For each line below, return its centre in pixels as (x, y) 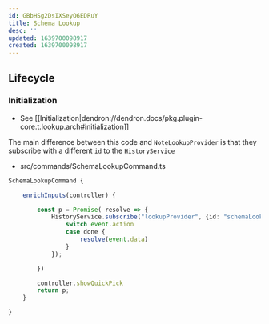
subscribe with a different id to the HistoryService (92, 150)
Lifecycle (32, 78)
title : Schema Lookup (44, 23)
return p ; (53, 290)
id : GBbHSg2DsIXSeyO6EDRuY (53, 16)
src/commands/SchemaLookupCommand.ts (92, 166)
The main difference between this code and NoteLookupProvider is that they (133, 142)
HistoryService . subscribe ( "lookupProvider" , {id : (135, 217)
